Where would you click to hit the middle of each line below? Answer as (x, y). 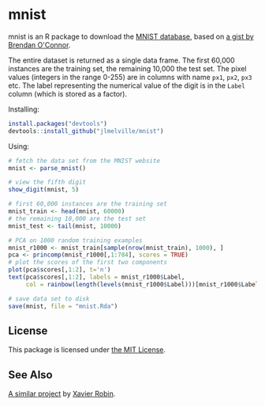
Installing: (24, 109)
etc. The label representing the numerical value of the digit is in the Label (127, 85)
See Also (30, 375)
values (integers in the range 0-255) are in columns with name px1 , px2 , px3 (130, 77)
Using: (19, 146)
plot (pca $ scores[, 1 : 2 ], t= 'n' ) (60, 270)
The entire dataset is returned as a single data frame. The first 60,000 (121, 60)
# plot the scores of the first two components (88, 263)
